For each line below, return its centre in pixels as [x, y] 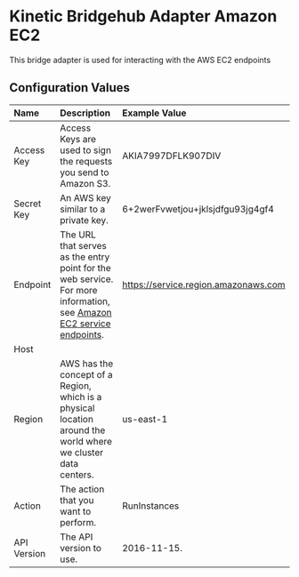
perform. [77, 522]
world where [86, 441]
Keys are [77, 139]
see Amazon [86, 312]
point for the [85, 268]
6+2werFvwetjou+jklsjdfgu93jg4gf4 [198, 209]
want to [75, 511]
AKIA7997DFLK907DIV [171, 156]
